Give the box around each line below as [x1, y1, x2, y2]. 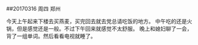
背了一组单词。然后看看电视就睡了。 [6, 33, 96, 40]
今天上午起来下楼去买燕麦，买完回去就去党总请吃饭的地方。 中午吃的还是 [6, 18, 187, 25]
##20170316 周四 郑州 [6, 5, 61, 12]
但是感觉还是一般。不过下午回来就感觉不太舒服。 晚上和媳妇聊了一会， [16, 25, 193, 32]
